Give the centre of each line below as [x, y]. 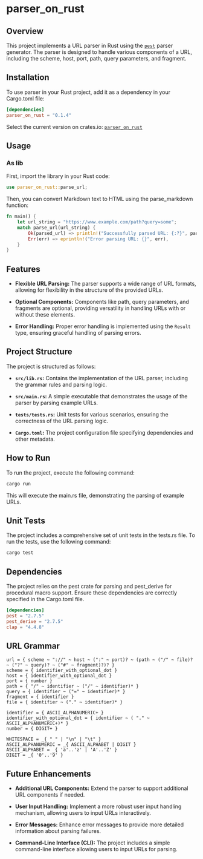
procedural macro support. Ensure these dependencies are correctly [92, 593]
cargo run [19, 484]
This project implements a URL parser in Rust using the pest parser [90, 45]
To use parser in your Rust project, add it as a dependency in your [89, 92]
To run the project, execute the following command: [70, 472]
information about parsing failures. [58, 831]
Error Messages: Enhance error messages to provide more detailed [99, 824]
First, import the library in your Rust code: [58, 176]
